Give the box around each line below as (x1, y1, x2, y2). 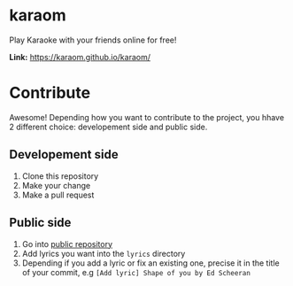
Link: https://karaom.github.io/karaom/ (9, 51, 150, 62)
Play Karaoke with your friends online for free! (9, 35, 177, 45)
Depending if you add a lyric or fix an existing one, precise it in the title (21, 258, 281, 268)
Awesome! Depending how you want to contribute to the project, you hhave (9, 112, 285, 122)
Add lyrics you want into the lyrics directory (21, 248, 186, 259)
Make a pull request (21, 189, 95, 200)
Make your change (21, 180, 91, 190)
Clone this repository (21, 170, 99, 182)
